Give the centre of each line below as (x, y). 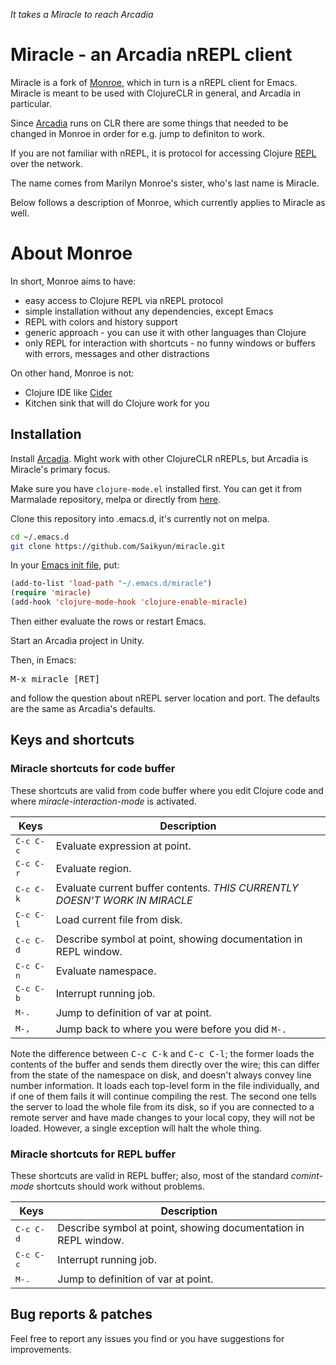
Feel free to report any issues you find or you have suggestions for (147, 1338)
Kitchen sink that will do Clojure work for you (117, 403)
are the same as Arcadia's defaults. (83, 709)
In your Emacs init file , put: (65, 565)
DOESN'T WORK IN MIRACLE (124, 900)
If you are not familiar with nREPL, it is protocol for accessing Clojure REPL (163, 153)
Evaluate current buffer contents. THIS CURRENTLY (177, 887)
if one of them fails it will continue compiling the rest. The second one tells (163, 1096)
